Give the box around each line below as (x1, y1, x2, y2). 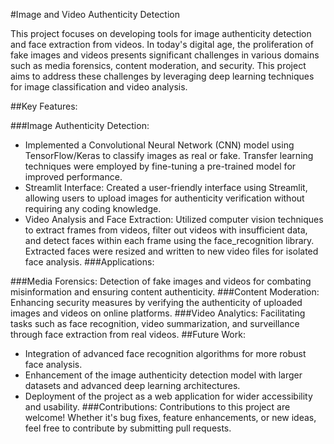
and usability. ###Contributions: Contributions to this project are (24, 401, 291, 413)
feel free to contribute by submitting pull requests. (24, 422, 232, 434)
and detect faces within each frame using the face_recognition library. (24, 235, 315, 246)
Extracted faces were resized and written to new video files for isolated (24, 245, 319, 257)
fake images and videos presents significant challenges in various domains (10, 49, 320, 61)
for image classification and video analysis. (10, 81, 188, 93)
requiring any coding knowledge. (24, 203, 162, 214)
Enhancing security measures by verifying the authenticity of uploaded (10, 297, 303, 308)
